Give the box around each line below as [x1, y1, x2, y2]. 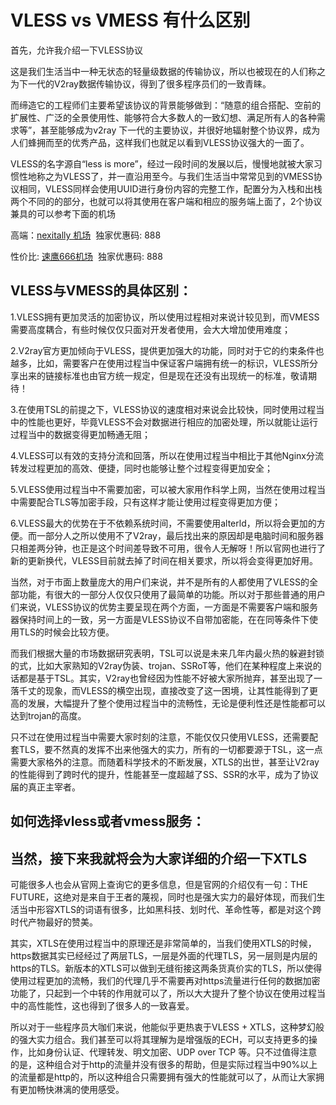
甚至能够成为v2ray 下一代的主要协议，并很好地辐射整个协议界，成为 [40, 124, 321, 136]
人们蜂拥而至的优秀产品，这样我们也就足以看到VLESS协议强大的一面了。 [10, 136, 310, 148]
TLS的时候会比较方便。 [18, 626, 115, 638]
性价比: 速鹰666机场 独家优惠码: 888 [10, 250, 163, 262]
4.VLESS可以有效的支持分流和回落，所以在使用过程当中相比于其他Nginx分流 [10, 449, 324, 461]
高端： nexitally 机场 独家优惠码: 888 [10, 229, 162, 241]
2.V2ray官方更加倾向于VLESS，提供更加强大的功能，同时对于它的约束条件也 [10, 344, 325, 356]
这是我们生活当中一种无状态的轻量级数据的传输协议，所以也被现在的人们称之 [10, 65, 326, 77]
